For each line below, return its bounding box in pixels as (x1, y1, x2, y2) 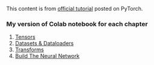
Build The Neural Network (14, 52, 80, 60)
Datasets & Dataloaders (14, 40, 74, 47)
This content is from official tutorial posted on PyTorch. (6, 5, 143, 12)
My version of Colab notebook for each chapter (6, 20, 148, 28)
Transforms (14, 46, 44, 53)
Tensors (14, 33, 36, 41)
